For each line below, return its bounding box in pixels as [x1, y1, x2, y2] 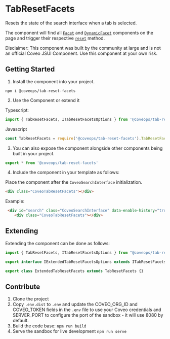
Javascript [5, 126, 27, 132]
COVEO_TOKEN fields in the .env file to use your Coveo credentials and [12, 307, 161, 313]
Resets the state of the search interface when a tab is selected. [5, 20, 137, 26]
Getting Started [5, 65, 55, 74]
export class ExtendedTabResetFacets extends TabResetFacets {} [5, 268, 144, 274]
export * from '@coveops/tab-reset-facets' [5, 160, 99, 165]
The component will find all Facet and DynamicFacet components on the [5, 29, 153, 36]
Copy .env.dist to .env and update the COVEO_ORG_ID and [12, 301, 138, 308]
